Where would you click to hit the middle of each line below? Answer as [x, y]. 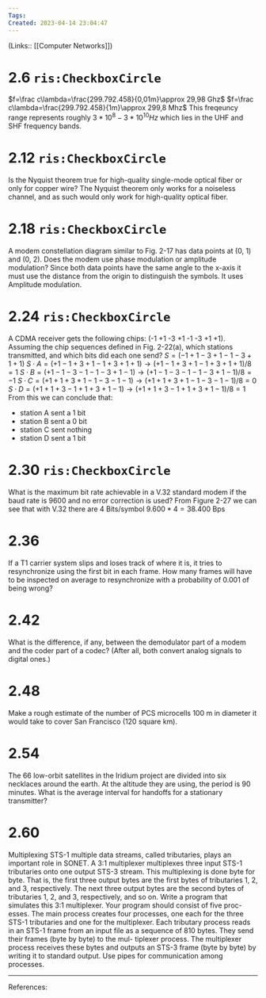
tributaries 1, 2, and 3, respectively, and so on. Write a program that [118, 897]
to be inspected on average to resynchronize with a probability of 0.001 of [129, 579]
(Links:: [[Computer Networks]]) [61, 45]
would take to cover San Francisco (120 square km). [93, 721]
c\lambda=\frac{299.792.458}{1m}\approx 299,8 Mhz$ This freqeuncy [123, 108]
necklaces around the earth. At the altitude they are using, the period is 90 [129, 784]
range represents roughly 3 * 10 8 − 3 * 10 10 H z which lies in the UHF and [126, 117]
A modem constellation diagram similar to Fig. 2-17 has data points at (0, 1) [130, 250]
